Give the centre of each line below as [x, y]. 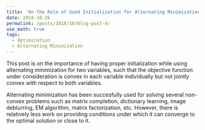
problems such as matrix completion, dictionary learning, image [106, 101]
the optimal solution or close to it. [48, 120]
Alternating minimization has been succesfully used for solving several [95, 95]
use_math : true [26, 29]
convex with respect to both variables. [54, 82]
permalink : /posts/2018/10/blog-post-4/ [59, 23]
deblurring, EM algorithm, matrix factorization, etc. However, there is [92, 107]
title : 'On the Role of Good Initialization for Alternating [86, 12]
